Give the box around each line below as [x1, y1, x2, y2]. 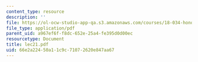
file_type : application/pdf [6, 25, 75, 31]
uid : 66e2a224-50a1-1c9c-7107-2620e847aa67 [6, 47, 115, 53]
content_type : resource [6, 8, 65, 15]
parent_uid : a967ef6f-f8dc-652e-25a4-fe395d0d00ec [6, 31, 133, 37]
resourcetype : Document [6, 36, 65, 42]
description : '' [6, 14, 46, 20]
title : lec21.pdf [6, 42, 49, 48]
